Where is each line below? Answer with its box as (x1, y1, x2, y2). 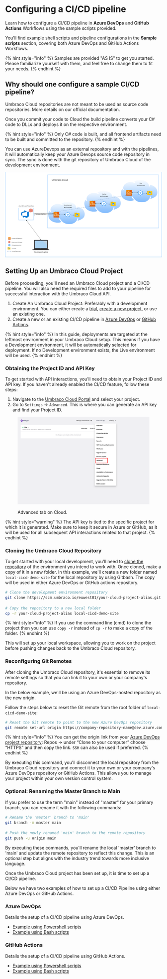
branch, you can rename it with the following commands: (5, 804, 122, 810)
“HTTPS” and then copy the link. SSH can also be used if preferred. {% (5, 744, 149, 750)
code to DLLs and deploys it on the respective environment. (5, 121, 128, 127)
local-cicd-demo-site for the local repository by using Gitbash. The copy (5, 574, 155, 581)
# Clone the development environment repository (5, 590, 108, 595)
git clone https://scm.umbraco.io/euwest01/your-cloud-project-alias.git (5, 595, 162, 600)
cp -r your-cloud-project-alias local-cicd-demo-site (5, 611, 119, 616)
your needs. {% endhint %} (5, 66, 61, 72)
